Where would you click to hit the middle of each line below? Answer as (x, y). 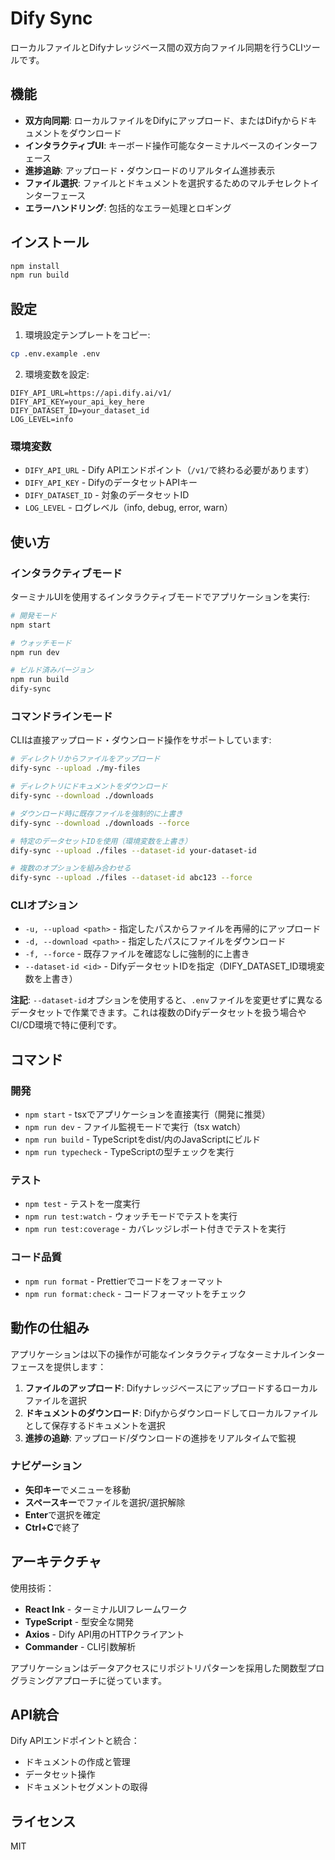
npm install (35, 266)
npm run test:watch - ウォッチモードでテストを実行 (131, 1216)
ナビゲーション (46, 1466)
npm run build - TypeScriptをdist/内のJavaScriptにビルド (143, 1139)
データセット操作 (60, 1774)
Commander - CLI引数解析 (80, 1646)
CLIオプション (44, 905)
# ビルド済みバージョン (52, 670)
